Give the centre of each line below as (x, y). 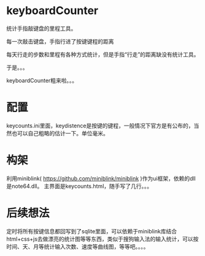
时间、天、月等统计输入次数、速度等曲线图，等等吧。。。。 (78, 246)
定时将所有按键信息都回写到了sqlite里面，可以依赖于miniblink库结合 (91, 231)
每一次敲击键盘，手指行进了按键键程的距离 (60, 41)
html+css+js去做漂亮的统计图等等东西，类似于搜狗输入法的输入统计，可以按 (102, 239)
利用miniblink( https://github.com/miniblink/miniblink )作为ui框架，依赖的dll (101, 178)
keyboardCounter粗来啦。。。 (42, 80)
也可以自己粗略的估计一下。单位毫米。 (60, 133)
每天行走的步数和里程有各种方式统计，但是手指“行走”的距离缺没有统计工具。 (103, 54)
